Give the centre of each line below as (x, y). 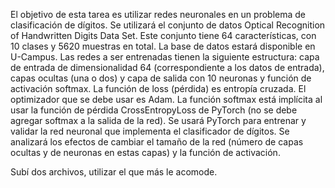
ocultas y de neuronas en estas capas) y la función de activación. (145, 152)
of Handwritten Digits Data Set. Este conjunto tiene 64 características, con (163, 35)
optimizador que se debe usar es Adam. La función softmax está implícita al (166, 99)
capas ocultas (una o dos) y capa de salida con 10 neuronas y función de (161, 78)
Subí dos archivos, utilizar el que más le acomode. (114, 172)
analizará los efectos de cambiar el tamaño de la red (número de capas (157, 142)
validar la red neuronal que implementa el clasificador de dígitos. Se (150, 131)
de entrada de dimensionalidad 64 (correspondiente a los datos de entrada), (167, 67)
